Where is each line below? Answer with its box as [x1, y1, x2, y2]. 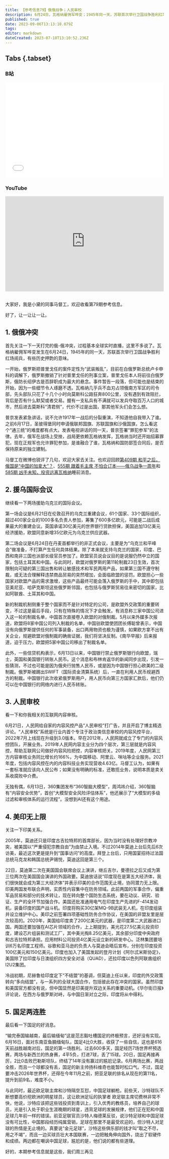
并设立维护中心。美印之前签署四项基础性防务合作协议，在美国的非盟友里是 [5, 911, 159, 917]
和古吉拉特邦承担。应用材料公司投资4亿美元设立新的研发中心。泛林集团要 [5, 937, 158, 943]
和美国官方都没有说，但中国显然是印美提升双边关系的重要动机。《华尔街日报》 [5, 985, 164, 991]
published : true [5, 17, 39, 22]
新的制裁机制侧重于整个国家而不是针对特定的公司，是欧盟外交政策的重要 [5, 601, 155, 607]
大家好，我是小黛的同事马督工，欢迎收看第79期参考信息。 [5, 301, 125, 307]
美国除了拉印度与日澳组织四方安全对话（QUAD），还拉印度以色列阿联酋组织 [5, 955, 161, 961]
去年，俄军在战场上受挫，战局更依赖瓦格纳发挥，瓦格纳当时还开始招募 [14, 433, 159, 439]
